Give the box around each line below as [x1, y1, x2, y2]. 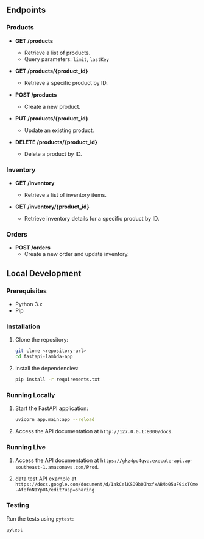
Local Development [6, 268, 82, 279]
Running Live [6, 442, 46, 451]
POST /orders [15, 244, 51, 251]
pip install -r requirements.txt [15, 376, 100, 383]
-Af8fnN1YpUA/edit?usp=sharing [15, 487, 95, 493]
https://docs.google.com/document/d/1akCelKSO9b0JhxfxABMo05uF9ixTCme [15, 482, 199, 488]
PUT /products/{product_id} [15, 114, 88, 122]
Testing [6, 501, 29, 510]
